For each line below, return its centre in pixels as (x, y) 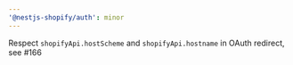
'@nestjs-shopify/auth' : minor (66, 17)
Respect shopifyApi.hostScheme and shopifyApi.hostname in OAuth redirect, (147, 43)
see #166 (25, 52)
